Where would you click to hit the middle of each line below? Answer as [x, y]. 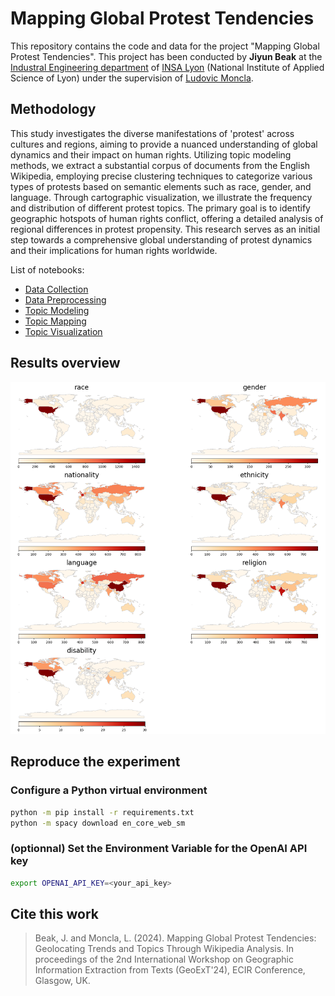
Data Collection [56, 289]
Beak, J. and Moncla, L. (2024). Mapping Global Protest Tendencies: [175, 938]
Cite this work [54, 913]
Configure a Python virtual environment [109, 790]
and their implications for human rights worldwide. [114, 250]
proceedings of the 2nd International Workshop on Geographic [164, 959]
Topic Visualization [63, 331]
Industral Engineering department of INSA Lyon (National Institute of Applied [167, 67]
